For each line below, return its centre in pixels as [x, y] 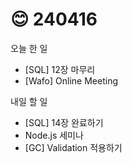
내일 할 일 [29, 101]
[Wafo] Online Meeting [71, 80]
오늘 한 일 [29, 48]
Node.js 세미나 [54, 135]
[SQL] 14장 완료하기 [64, 122]
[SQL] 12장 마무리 [60, 69]
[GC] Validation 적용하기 [73, 147]
